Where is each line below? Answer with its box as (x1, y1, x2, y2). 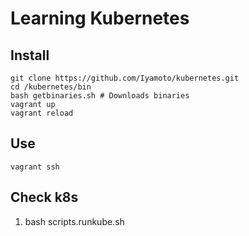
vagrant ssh (10, 162, 60, 172)
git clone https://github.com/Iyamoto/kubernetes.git (10, 73, 240, 83)
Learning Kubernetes (10, 7, 190, 30)
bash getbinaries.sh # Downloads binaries (10, 91, 190, 101)
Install (10, 47, 50, 64)
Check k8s (10, 189, 79, 206)
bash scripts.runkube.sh (24, 215, 125, 227)
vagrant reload (10, 108, 74, 118)
